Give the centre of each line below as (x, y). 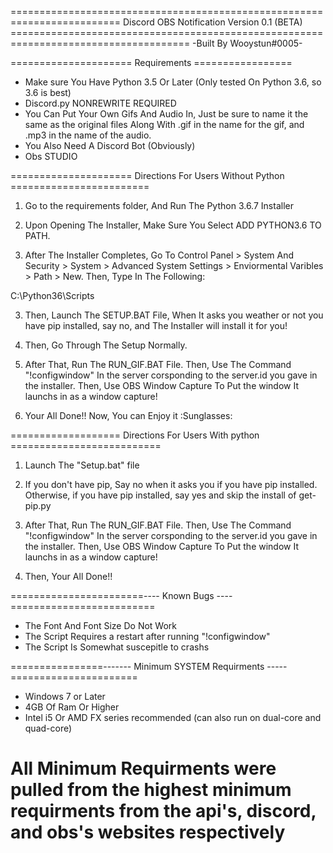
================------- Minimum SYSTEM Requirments (137, 666)
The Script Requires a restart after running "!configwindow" (147, 636)
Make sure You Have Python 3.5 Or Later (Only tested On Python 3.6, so (173, 82)
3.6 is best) (48, 92)
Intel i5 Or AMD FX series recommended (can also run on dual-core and (173, 717)
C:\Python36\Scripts (52, 295)
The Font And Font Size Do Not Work (100, 625)
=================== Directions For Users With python (135, 435)
